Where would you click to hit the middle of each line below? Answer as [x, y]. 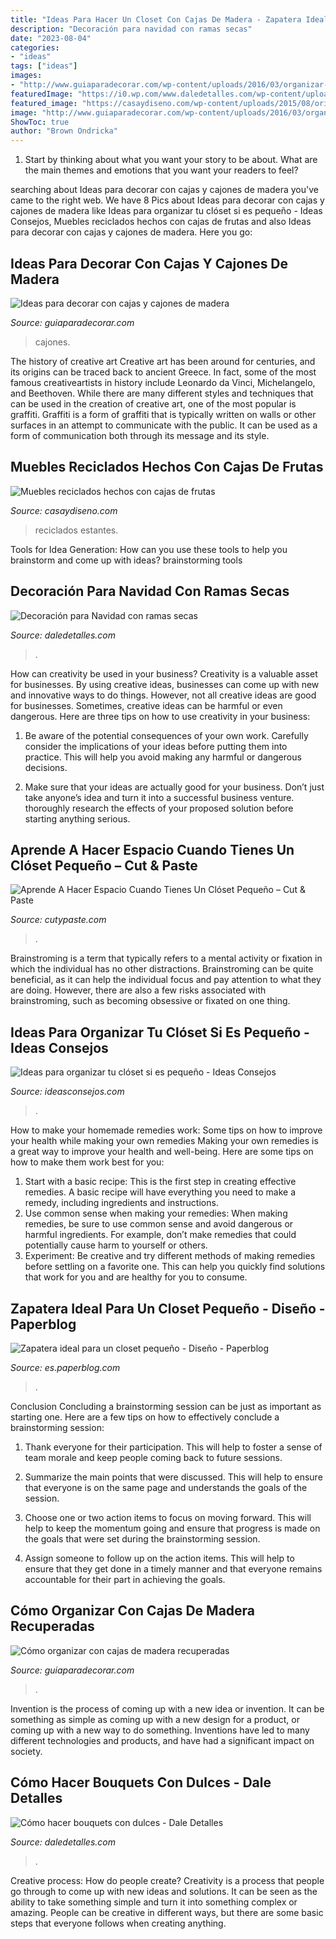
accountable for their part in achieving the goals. [125, 1579]
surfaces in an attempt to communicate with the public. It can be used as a [164, 425]
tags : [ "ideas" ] [44, 66]
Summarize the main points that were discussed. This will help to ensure [173, 1477]
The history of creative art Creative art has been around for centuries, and [163, 361]
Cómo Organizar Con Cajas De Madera [133, 1611]
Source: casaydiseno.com [64, 510]
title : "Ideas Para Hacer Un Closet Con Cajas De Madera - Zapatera [156, 19]
